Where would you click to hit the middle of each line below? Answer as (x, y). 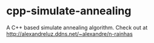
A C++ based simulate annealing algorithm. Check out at (77, 27)
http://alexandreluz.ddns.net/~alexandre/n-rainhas (70, 33)
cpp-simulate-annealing (69, 11)
